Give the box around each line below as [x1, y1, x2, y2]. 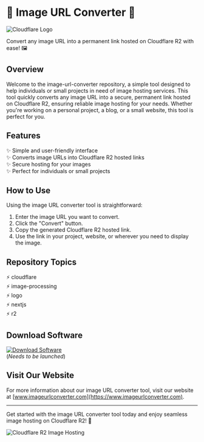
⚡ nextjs [6, 301, 27, 308]
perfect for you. [6, 113, 46, 120]
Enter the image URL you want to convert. [15, 213, 120, 221]
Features [6, 130, 41, 141]
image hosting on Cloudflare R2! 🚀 [6, 417, 92, 424]
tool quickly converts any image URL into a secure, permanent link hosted [6, 93, 191, 101]
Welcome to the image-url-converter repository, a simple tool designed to [6, 80, 191, 88]
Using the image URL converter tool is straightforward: [6, 201, 143, 209]
